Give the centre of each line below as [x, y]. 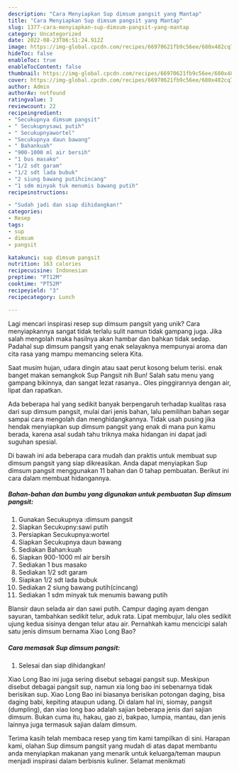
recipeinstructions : [39, 192]
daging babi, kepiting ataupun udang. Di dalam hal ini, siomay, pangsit [110, 702]
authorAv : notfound [37, 93]
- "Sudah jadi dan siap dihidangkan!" [65, 205]
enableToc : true [32, 60]
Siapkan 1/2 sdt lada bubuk [58, 580]
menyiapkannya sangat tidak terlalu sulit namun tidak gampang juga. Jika [115, 331]
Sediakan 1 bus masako [52, 565]
